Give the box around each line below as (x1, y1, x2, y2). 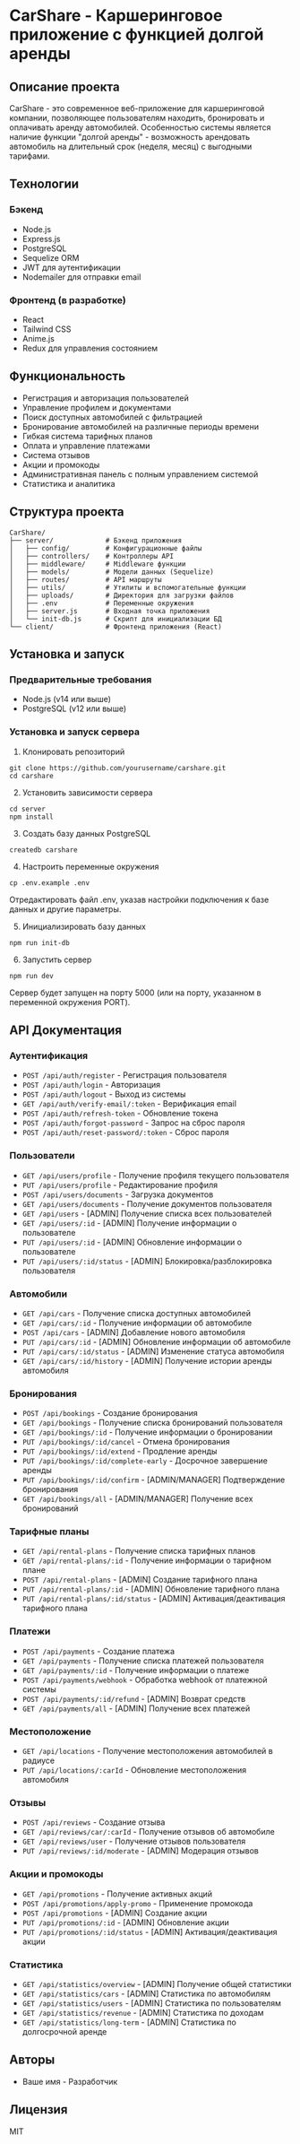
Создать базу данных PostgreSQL (21, 828, 151, 838)
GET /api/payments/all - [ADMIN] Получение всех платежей (21, 1703, 251, 1714)
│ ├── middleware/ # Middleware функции (9, 560, 186, 569)
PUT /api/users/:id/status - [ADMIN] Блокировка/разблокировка (21, 1255, 273, 1266)
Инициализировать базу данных (21, 921, 146, 932)
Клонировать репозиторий (21, 746, 125, 757)
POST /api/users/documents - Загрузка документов (21, 1189, 214, 1200)
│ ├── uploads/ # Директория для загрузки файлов (9, 591, 235, 600)
